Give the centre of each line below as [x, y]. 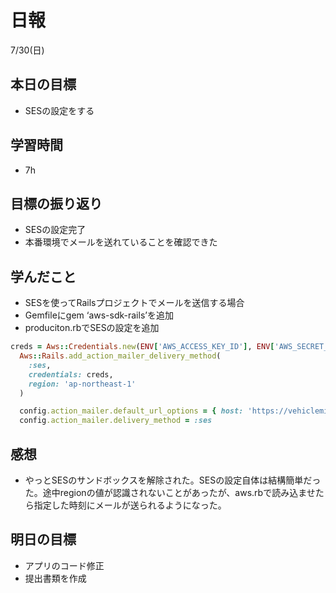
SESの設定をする [59, 110]
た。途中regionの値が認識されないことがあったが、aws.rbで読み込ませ [170, 492]
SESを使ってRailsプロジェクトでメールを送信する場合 [134, 303]
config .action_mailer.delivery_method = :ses [116, 421]
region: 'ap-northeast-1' [82, 384]
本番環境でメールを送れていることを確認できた [121, 242]
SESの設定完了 [55, 230]
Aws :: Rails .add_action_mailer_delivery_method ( [120, 356]
